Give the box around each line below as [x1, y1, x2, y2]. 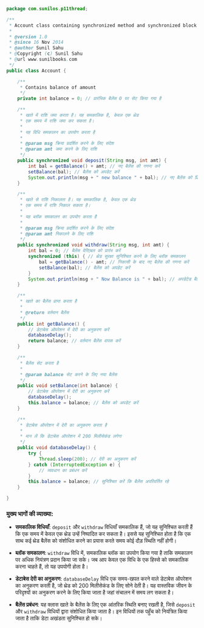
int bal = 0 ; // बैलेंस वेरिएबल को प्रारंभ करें [28, 248, 121, 254]
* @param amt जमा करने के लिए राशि [19, 146, 97, 152]
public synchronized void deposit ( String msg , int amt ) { [17, 158, 167, 164]
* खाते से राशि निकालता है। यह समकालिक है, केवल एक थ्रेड [19, 197, 136, 203]
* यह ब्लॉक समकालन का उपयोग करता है [19, 214, 97, 220]
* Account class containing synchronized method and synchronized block [8, 22, 197, 29]
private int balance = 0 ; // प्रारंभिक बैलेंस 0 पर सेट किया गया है [17, 96, 161, 102]
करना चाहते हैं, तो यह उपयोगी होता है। [15, 563, 89, 570]
